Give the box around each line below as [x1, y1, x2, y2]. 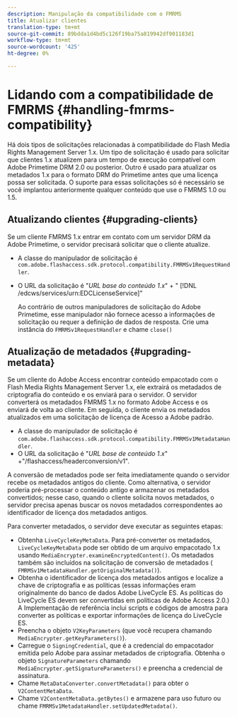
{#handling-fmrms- [56, 102, 175, 118]
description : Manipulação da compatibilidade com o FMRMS [7, 10, 182, 18]
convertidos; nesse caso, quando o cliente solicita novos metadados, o [7, 494, 214, 502]
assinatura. [17, 672, 50, 680]
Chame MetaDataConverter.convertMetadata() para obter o [17, 679, 189, 688]
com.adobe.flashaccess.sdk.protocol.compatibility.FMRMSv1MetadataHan [17, 435, 231, 443]
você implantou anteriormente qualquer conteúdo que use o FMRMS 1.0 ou [7, 185, 226, 194]
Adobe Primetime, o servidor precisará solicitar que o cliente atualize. [7, 240, 210, 248]
